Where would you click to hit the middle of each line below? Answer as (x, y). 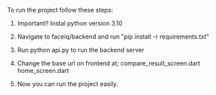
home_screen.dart (43, 71)
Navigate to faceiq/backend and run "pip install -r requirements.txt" (113, 36)
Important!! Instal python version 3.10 (70, 23)
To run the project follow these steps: (60, 10)
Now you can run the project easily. (68, 84)
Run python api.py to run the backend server (81, 50)
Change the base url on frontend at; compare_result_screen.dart (108, 63)
